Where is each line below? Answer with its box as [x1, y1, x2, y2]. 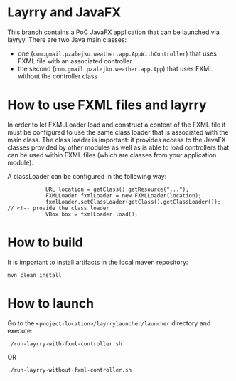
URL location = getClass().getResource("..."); [45, 186, 190, 193]
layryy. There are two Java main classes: [7, 35, 127, 43]
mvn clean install [7, 271, 62, 278]
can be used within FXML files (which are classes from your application [7, 150, 217, 159]
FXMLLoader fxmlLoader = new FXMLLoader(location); [45, 192, 202, 199]
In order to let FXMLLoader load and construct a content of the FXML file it [7, 120, 226, 129]
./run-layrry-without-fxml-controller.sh [7, 366, 132, 374]
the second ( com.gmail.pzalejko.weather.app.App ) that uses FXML [17, 64, 213, 73]
